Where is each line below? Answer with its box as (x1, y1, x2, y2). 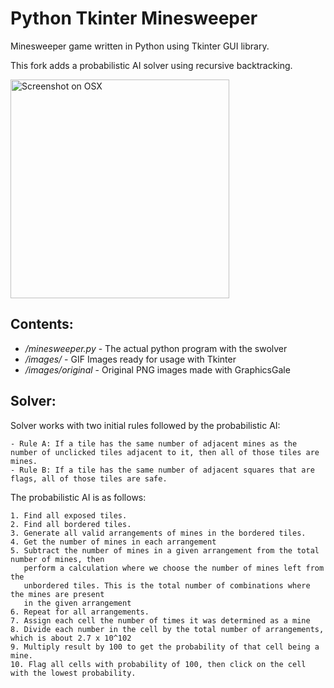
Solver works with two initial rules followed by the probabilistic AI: (10, 419, 281, 431)
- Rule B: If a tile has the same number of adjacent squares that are (10, 465, 315, 475)
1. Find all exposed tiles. (10, 510, 128, 521)
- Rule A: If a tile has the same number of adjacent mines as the (10, 438, 298, 449)
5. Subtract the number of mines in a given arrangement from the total (10, 545, 320, 556)
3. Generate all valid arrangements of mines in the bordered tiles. (10, 528, 307, 538)
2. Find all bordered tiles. (10, 519, 132, 529)
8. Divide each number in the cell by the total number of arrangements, (10, 624, 325, 634)
